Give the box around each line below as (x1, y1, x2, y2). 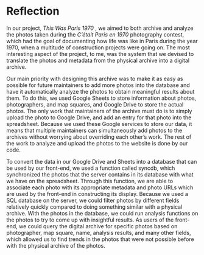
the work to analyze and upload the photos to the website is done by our (6, 139, 188, 147)
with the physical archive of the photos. (6, 242, 105, 249)
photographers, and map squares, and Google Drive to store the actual (6, 100, 184, 108)
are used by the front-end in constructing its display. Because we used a (6, 190, 189, 197)
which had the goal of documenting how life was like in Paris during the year (6, 37, 198, 44)
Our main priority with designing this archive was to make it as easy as (6, 75, 183, 82)
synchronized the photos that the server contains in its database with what (6, 170, 194, 178)
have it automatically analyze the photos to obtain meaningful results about (6, 88, 195, 95)
